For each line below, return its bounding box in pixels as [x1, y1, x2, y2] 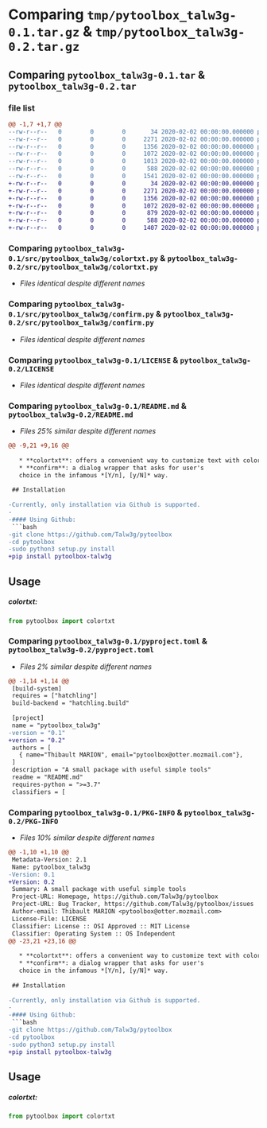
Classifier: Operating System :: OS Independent [11, 929, 176, 938]
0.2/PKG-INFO [8, 817, 59, 826]
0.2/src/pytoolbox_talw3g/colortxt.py [8, 263, 159, 271]
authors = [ [11, 744, 52, 752]
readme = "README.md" [11, 773, 83, 781]
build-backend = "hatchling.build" [11, 699, 130, 707]
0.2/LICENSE [8, 364, 55, 373]
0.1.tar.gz [8, 25, 80, 41]
